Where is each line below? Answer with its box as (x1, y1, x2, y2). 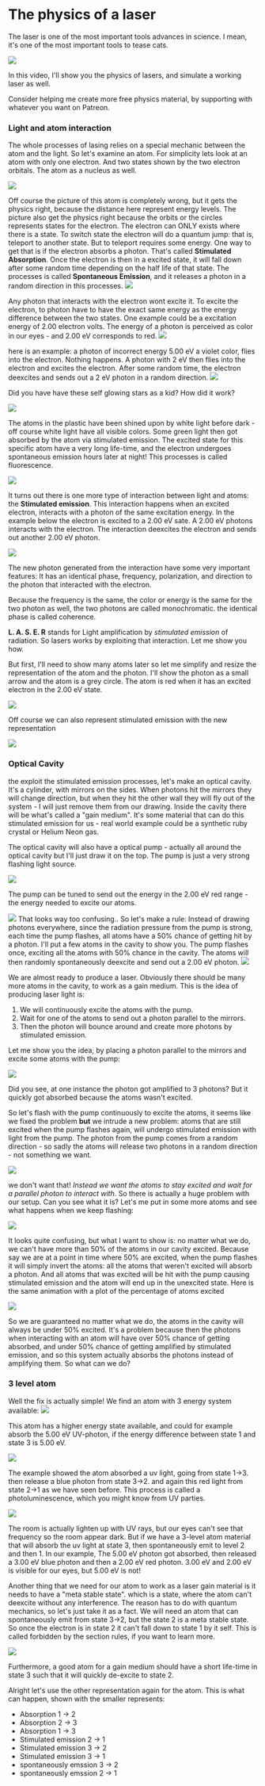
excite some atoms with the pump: (8, 1054, 120, 1063)
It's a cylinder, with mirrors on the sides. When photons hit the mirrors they (8, 785, 252, 794)
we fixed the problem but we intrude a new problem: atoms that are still (8, 1116, 241, 1126)
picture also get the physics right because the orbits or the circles (8, 212, 223, 223)
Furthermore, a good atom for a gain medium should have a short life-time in (8, 1662, 258, 1671)
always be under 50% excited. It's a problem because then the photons (8, 1325, 241, 1334)
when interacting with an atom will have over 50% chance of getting (8, 1333, 231, 1343)
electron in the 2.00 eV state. (8, 685, 103, 694)
